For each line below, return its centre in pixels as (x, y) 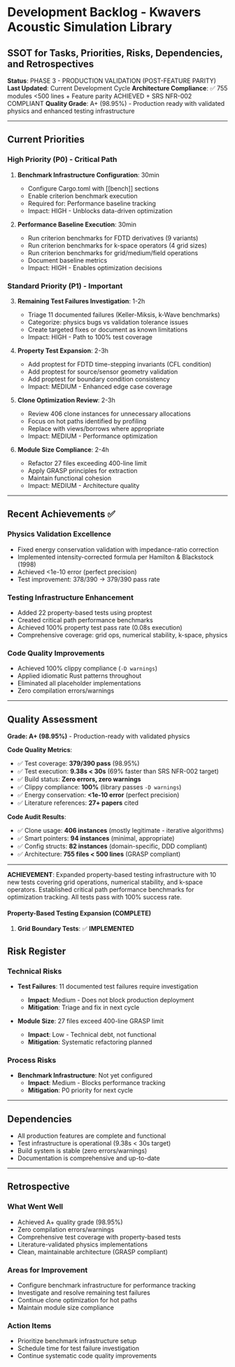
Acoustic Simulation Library (90, 27)
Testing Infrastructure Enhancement (71, 597)
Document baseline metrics (67, 260)
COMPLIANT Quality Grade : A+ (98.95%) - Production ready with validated (116, 103)
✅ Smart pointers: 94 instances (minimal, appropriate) (96, 838)
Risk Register (37, 951)
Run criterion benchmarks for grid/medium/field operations (113, 252)
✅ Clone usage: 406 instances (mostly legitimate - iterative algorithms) (121, 831)
